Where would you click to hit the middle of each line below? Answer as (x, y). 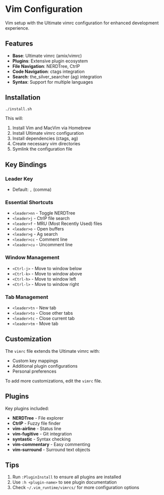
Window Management (32, 258)
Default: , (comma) (32, 190)
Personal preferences (34, 371)
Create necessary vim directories (46, 144)
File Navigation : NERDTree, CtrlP (46, 66)
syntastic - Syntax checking (41, 439)
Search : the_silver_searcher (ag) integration (57, 77)
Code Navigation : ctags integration (49, 71)
